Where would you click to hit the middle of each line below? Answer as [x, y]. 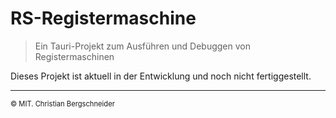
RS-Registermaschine [103, 18]
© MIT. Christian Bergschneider [62, 103]
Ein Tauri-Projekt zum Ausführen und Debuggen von [142, 46]
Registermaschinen [74, 56]
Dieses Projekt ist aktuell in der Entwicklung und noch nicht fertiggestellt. [161, 76]
